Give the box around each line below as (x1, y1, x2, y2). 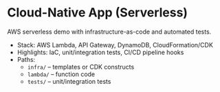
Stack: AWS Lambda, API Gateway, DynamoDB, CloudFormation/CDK (16, 41, 213, 49)
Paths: (16, 55, 36, 63)
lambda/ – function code (27, 70, 96, 78)
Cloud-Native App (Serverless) (7, 5, 188, 21)
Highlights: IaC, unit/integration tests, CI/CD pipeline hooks (16, 48, 184, 56)
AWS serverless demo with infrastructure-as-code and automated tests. (7, 27, 212, 36)
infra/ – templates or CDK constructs (27, 62, 135, 71)
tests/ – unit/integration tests (27, 77, 111, 85)
